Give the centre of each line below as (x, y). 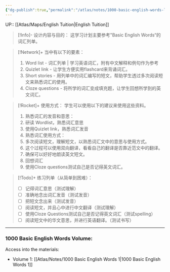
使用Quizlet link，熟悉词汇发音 (57, 129)
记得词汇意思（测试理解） (52, 188)
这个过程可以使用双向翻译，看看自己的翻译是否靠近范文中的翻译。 (94, 148)
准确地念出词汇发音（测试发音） (58, 195)
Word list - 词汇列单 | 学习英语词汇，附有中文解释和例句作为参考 (92, 63)
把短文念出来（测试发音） (52, 201)
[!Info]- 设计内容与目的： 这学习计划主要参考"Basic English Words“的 (89, 35)
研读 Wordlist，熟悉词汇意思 (54, 122)
